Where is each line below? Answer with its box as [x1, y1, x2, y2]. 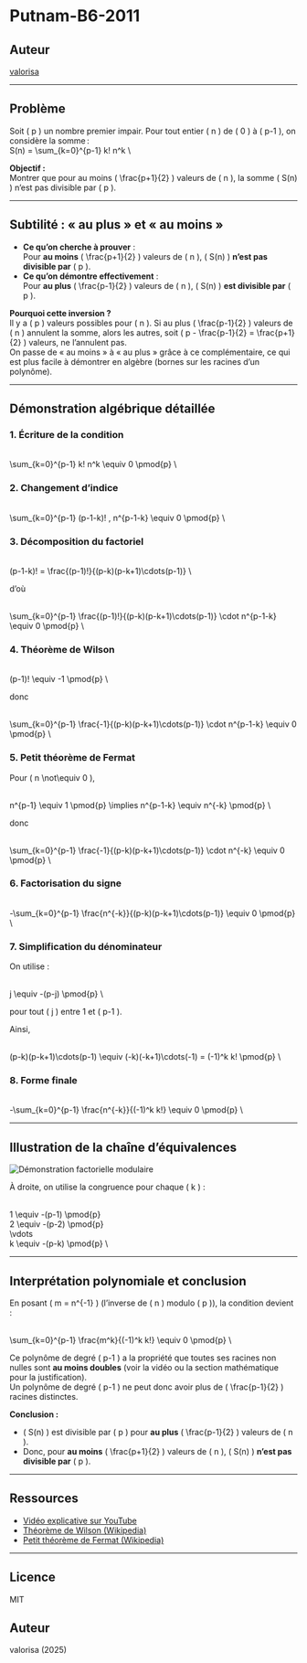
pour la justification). [9, 1372, 88, 1383]
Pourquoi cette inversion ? [9, 307, 111, 318]
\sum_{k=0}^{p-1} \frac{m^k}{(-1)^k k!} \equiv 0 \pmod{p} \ [9, 1335, 232, 1346]
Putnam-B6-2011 [9, 5, 141, 27]
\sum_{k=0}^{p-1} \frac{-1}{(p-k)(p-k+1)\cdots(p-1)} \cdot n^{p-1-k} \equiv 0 [9, 719, 297, 730]
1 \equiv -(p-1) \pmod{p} [9, 1209, 101, 1221]
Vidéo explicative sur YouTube [22, 1515, 137, 1526]
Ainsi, [9, 1024, 31, 1035]
